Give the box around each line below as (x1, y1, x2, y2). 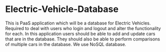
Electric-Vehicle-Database (5, 3, 119, 15)
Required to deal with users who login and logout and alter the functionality (5, 25, 161, 31)
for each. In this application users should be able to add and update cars (5, 30, 155, 36)
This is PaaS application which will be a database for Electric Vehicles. (5, 20, 151, 26)
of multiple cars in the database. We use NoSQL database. (5, 41, 127, 47)
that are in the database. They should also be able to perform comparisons (5, 36, 160, 42)
